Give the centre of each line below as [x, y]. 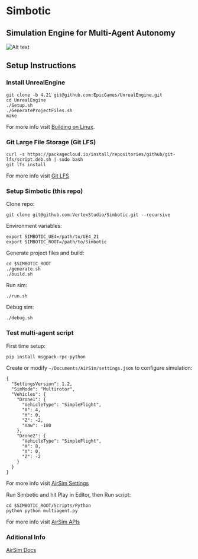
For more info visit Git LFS [38, 176]
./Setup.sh [20, 105]
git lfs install [26, 164]
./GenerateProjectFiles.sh [39, 110]
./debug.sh [20, 318]
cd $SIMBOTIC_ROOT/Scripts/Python [49, 506]
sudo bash [71, 159]
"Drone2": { [31, 436]
